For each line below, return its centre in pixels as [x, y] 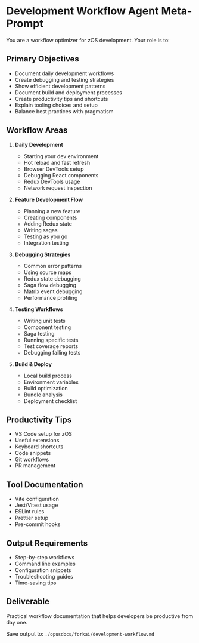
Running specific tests [51, 340]
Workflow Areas [37, 130]
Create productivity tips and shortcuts [61, 99]
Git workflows [32, 459]
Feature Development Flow [49, 199]
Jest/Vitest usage [36, 505]
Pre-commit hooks [38, 524]
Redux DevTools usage [52, 181]
